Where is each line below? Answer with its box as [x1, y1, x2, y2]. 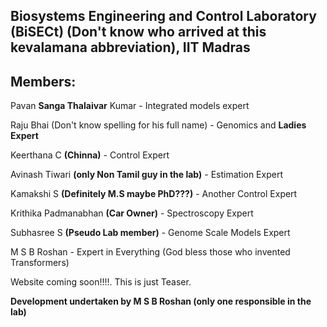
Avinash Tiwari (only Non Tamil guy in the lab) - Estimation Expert [10, 169, 283, 181]
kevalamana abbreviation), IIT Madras [10, 39, 251, 56]
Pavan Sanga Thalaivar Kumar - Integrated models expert [10, 100, 250, 112]
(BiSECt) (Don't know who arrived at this [10, 24, 267, 41]
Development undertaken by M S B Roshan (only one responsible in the [10, 295, 312, 308]
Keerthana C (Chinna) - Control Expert [10, 149, 170, 161]
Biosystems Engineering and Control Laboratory [10, 8, 317, 25]
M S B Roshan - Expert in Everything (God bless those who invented [10, 246, 291, 258]
